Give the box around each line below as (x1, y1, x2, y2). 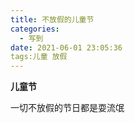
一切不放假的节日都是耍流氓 (10, 102, 125, 114)
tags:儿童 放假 (10, 52, 68, 62)
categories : (10, 24, 60, 34)
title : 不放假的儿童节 (10, 14, 95, 25)
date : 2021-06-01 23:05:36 (10, 42, 123, 53)
